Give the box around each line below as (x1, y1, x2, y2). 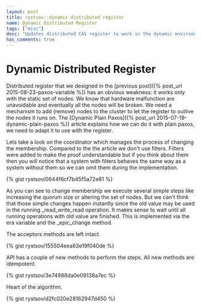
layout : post (6, 8, 39, 15)
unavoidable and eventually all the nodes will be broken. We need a (6, 101, 172, 108)
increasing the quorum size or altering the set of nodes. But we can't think (6, 193, 189, 201)
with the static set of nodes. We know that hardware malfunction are (6, 95, 175, 102)
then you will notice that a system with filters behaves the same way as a (6, 157, 186, 165)
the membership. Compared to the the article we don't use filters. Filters (6, 144, 184, 152)
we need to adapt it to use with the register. (6, 126, 114, 134)
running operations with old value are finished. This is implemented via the (6, 212, 190, 219)
